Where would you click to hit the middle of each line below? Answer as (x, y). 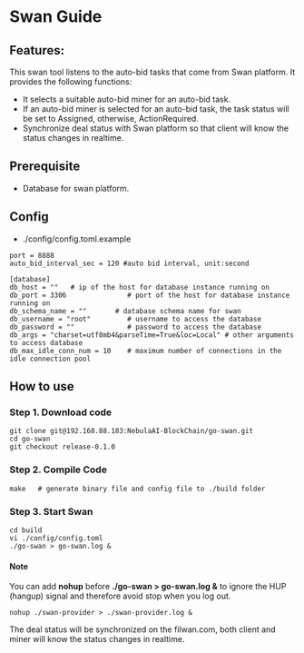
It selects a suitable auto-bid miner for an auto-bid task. (127, 99)
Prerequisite (45, 167)
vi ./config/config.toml (56, 538)
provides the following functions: (71, 82)
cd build (26, 530)
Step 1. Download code (61, 412)
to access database (46, 342)
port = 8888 (32, 255)
